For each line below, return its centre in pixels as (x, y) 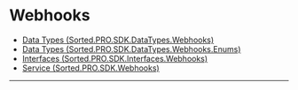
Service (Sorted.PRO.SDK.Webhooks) (90, 68)
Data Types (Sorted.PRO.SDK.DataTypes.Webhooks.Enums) (131, 49)
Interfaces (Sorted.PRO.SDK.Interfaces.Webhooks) (115, 58)
